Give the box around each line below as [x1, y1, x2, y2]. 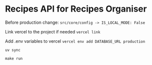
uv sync [5, 48, 21, 52]
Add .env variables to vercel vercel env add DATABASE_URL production [5, 38, 145, 44]
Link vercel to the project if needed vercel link [5, 29, 101, 34]
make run [5, 56, 23, 61]
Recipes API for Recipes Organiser [5, 3, 147, 15]
